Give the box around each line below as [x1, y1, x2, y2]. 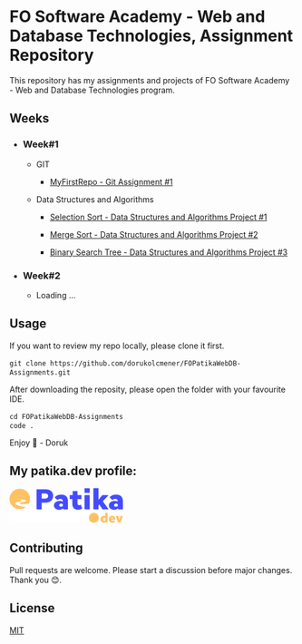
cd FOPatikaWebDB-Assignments [9, 412, 124, 421]
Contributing [9, 541, 83, 556]
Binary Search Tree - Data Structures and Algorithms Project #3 [49, 247, 288, 258]
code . [9, 421, 34, 430]
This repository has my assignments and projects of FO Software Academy [9, 74, 290, 85]
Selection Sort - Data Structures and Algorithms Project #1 [49, 211, 268, 222]
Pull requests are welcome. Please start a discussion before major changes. [9, 564, 293, 575]
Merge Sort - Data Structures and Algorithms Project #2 [49, 229, 258, 239]
